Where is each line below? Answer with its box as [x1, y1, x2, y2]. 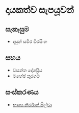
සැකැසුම [5, 25, 30, 33]
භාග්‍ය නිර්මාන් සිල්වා [12, 101, 52, 107]
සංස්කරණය [5, 88, 39, 97]
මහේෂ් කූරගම [12, 73, 40, 79]
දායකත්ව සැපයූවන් [5, 4, 74, 16]
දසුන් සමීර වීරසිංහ [12, 38, 47, 44]
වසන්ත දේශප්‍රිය [12, 67, 42, 73]
